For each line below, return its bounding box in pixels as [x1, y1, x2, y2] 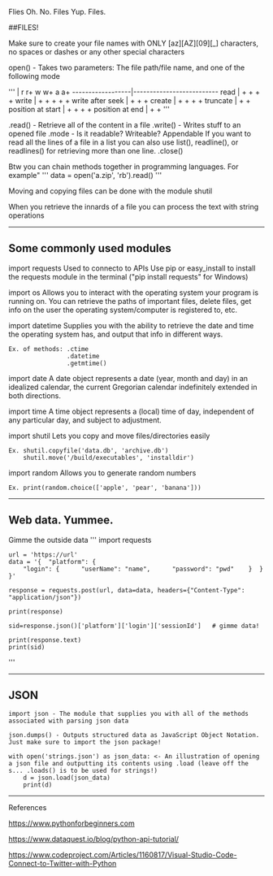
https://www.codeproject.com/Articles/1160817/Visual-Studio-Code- [8, 850, 237, 860]
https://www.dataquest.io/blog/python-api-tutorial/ [8, 835, 180, 844]
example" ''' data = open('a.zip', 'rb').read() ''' [8, 171, 162, 180]
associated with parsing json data [8, 717, 129, 726]
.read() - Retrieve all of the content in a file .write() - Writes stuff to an [8, 120, 241, 129]
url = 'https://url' [8, 550, 79, 559]
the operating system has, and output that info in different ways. [8, 329, 223, 339]
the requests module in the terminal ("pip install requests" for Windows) [8, 271, 249, 281]
